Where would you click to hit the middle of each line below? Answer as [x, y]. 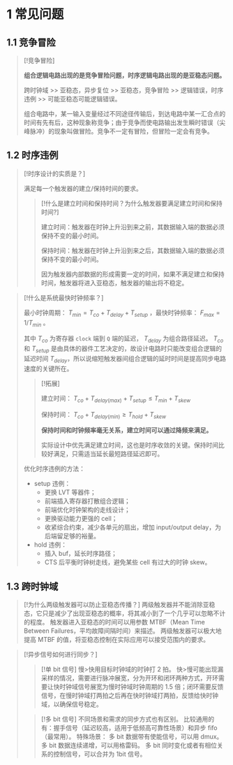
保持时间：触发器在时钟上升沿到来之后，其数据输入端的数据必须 [133, 250]
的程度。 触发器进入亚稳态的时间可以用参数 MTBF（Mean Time [114, 622]
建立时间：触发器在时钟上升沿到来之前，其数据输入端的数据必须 [133, 227]
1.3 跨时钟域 [32, 586]
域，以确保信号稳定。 [72, 704]
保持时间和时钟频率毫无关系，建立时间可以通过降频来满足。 [127, 430]
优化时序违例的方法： [54, 469]
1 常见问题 [35, 14]
